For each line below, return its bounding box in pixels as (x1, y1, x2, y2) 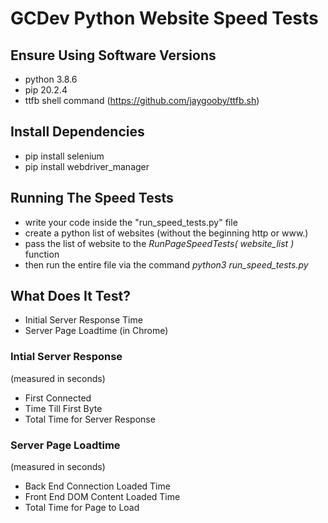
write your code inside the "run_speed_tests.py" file (24, 216, 238, 228)
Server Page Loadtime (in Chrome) (24, 325, 169, 337)
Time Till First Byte (24, 402, 103, 414)
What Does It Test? (10, 288, 131, 305)
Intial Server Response (10, 350, 123, 364)
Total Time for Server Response (24, 413, 156, 425)
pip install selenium (24, 150, 105, 162)
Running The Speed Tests (10, 190, 174, 207)
